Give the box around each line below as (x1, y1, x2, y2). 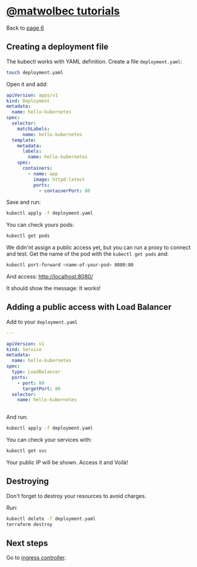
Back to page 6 (6, 24, 44, 31)
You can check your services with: (6, 436, 92, 444)
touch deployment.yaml (6, 70, 63, 76)
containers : (22, 165, 53, 171)
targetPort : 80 (22, 386, 61, 392)
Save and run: (6, 198, 41, 206)
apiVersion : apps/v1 (6, 92, 59, 98)
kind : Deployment (6, 98, 50, 104)
